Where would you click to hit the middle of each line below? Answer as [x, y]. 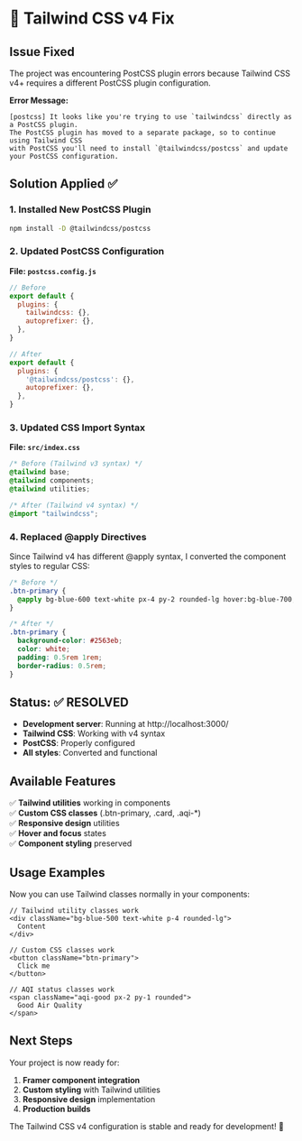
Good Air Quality [50, 1006]
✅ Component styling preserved [71, 843]
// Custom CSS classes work [62, 951]
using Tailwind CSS [46, 141]
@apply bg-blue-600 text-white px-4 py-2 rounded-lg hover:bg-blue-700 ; [157, 599]
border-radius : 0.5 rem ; [62, 666]
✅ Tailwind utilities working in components [90, 803]
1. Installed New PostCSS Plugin [80, 209]
